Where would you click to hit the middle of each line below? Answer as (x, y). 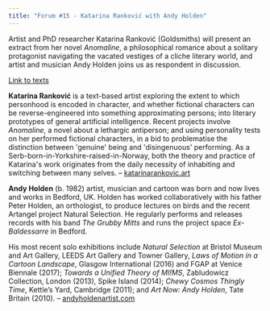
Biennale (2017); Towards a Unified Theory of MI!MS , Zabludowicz (119, 272)
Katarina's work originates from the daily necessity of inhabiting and (122, 164)
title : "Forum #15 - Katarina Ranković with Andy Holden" (108, 16)
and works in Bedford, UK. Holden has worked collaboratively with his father (135, 197)
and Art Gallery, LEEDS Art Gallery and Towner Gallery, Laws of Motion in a (133, 255)
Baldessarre (29, 231)
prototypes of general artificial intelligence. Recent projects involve (120, 121)
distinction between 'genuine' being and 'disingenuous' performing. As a (129, 147)
